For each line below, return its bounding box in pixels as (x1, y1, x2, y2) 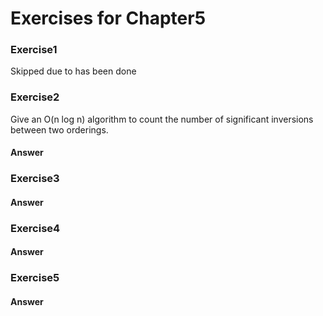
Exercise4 (10, 221, 61, 235)
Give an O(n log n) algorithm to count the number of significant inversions (10, 113, 314, 125)
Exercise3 (10, 172, 60, 186)
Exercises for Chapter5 (10, 7, 207, 30)
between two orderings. (10, 123, 109, 136)
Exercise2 (10, 90, 60, 104)
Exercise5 (10, 271, 60, 285)
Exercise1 (10, 43, 58, 57)
